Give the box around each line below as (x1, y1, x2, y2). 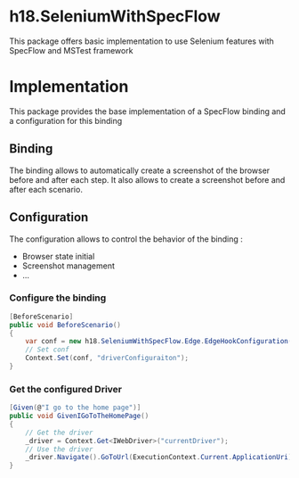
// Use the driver (25, 444, 93, 454)
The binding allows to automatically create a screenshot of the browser (9, 165, 271, 176)
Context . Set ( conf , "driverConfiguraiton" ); (25, 354, 190, 363)
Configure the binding (9, 292, 107, 304)
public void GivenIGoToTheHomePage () (9, 412, 149, 421)
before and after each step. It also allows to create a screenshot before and (9, 174, 286, 185)
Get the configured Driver (9, 383, 123, 395)
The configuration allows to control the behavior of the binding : (9, 234, 243, 244)
